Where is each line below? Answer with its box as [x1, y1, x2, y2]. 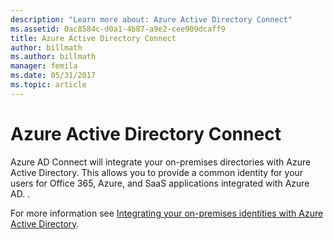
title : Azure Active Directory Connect [10, 33, 177, 43]
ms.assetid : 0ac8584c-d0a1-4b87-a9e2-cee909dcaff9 [10, 24, 226, 34]
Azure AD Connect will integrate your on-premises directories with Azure [10, 156, 312, 168]
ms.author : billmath [10, 52, 97, 62]
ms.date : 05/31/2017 [10, 71, 97, 81]
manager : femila [10, 61, 78, 71]
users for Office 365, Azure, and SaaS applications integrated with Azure [10, 177, 310, 189]
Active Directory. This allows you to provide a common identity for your [10, 166, 304, 178]
